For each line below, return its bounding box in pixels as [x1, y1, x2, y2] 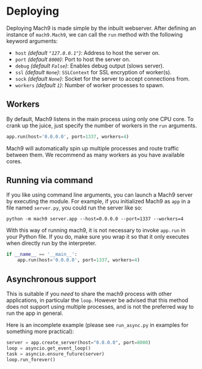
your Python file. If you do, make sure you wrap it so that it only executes [6, 233, 190, 241]
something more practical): [6, 328, 74, 335]
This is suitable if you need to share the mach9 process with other [6, 290, 172, 297]
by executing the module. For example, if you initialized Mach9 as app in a [6, 198, 190, 205]
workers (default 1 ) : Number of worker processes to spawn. [15, 81, 164, 89]
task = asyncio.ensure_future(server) [6, 351, 105, 357]
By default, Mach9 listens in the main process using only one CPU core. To [6, 115, 193, 122]
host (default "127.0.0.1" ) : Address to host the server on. [15, 49, 160, 56]
